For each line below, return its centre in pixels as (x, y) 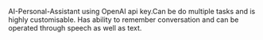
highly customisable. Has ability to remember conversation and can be (124, 20)
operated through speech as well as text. (75, 28)
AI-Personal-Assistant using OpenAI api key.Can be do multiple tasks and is (132, 11)
